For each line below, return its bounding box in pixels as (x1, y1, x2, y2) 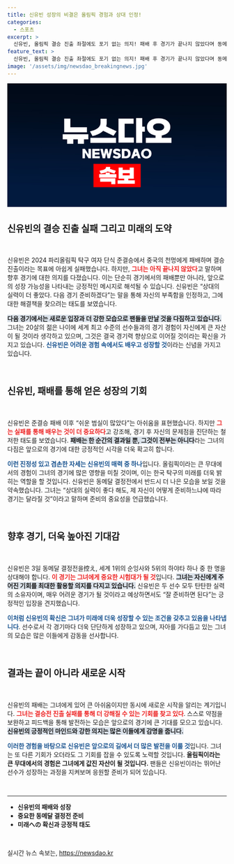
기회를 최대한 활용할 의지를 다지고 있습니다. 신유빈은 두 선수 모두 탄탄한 (19, 581, 212, 590)
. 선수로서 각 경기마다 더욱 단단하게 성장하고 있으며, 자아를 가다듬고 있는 (18, 622, 214, 631)
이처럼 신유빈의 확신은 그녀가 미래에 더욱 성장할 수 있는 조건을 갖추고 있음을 (7, 613, 209, 622)
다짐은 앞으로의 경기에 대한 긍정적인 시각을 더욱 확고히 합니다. (7, 444, 175, 453)
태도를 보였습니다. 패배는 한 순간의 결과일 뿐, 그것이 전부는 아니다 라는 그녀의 (19, 436, 225, 444)
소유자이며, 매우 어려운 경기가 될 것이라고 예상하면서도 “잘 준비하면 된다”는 (14, 590, 217, 599)
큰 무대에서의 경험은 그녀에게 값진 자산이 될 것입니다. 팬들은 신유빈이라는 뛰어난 (7, 759, 221, 768)
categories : (7, 18, 42, 26)
